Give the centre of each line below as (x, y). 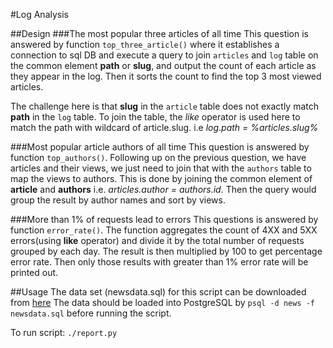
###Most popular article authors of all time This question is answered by (160, 147)
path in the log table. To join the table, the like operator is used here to (155, 117)
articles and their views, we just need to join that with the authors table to (161, 168)
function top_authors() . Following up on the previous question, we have (158, 157)
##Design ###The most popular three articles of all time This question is (160, 33)
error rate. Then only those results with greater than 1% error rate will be (159, 262)
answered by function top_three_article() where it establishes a (145, 44)
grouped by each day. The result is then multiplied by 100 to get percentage (166, 251)
